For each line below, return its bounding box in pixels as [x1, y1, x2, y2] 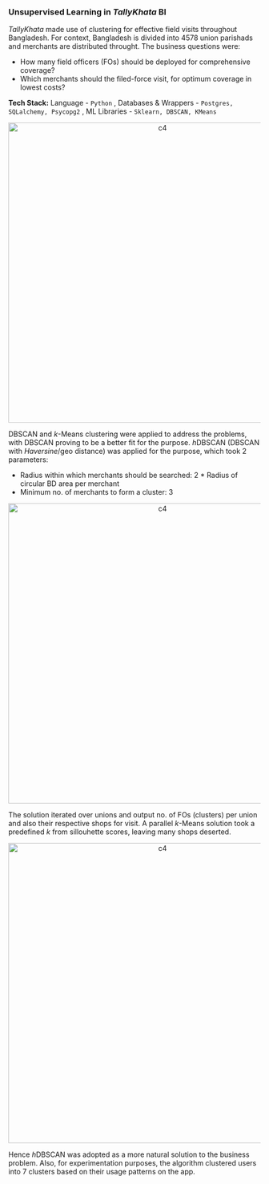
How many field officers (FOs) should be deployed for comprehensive [19, 57, 251, 66]
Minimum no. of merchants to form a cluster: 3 [19, 488, 174, 497]
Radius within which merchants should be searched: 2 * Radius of [19, 471, 239, 480]
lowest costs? [19, 82, 66, 92]
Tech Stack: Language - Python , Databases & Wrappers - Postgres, [8, 98, 234, 108]
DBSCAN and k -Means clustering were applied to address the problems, [8, 429, 247, 439]
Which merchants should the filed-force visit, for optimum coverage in [19, 74, 252, 84]
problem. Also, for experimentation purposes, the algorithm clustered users [8, 1158, 257, 1168]
